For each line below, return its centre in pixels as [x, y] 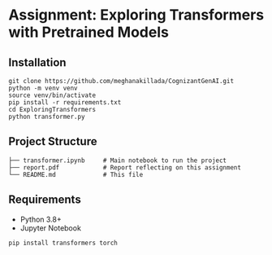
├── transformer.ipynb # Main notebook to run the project [118, 160]
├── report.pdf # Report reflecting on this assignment [125, 167]
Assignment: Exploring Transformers [136, 15]
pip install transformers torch [63, 243]
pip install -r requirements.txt [65, 103]
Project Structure [53, 141]
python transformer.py [47, 117]
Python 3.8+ [41, 219]
